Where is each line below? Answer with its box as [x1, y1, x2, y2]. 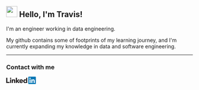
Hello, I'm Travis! [18, 9, 83, 19]
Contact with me [6, 63, 55, 71]
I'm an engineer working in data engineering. [6, 25, 115, 32]
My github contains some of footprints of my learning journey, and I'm [6, 36, 177, 44]
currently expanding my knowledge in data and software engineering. [6, 42, 176, 50]
